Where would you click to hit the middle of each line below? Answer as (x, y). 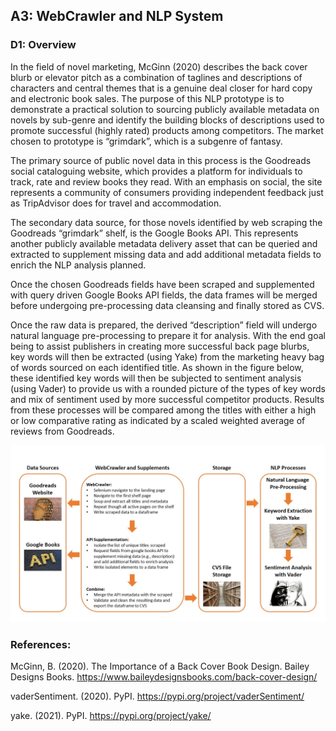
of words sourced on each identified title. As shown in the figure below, (157, 367)
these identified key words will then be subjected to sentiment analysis (156, 378)
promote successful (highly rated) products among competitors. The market (167, 130)
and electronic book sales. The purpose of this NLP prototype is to (147, 98)
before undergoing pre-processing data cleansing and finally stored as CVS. (167, 305)
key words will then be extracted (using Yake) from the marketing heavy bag (167, 356)
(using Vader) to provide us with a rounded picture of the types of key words (168, 388)
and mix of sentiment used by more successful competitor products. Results (167, 399)
